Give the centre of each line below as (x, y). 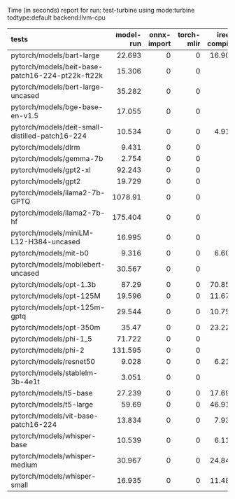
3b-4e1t (25, 382)
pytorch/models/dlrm (45, 147)
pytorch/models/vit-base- (55, 416)
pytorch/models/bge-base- (57, 107)
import (159, 43)
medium (24, 465)
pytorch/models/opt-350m (56, 327)
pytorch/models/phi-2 (48, 350)
